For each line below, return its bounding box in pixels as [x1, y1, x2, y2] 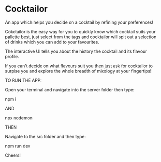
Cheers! [5, 152, 21, 158]
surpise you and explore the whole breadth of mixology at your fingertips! [5, 68, 152, 74]
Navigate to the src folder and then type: [5, 133, 86, 139]
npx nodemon [5, 115, 33, 120]
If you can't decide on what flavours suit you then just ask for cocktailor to [5, 63, 153, 69]
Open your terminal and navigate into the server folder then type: [5, 87, 134, 92]
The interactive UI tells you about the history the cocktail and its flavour [5, 48, 147, 54]
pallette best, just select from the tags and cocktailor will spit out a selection [5, 34, 157, 40]
